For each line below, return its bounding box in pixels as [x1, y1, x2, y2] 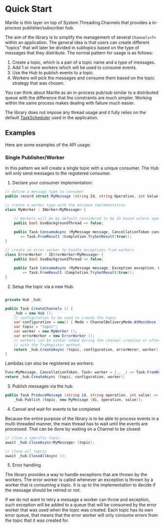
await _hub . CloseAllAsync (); [5, 453, 67, 458]
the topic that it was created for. [5, 517, 69, 524]
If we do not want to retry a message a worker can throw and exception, [5, 497, 150, 503]
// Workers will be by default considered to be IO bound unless [14, 216, 150, 221]
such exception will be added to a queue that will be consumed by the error [5, 502, 157, 508]
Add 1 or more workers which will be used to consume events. [12, 65, 137, 70]
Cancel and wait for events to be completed [12, 406, 100, 412]
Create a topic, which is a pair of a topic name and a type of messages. [12, 59, 156, 65]
